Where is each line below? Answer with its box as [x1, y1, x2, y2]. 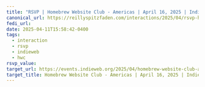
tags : [6, 32, 20, 38]
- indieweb [12, 49, 40, 55]
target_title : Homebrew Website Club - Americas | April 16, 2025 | [6, 72, 184, 78]
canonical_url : [6, 15, 45, 21]
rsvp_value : [6, 60, 37, 66]
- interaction [12, 37, 48, 43]
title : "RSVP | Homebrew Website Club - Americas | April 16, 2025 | [6, 9, 187, 15]
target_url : [6, 66, 37, 72]
